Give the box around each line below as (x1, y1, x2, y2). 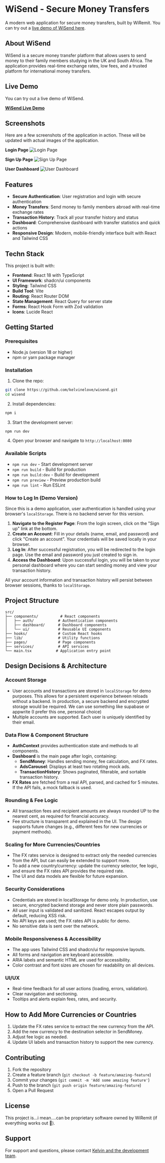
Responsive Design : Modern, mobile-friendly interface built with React (12, 230, 157, 236)
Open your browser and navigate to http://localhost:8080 (12, 437, 132, 444)
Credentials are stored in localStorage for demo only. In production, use (12, 897, 158, 902)
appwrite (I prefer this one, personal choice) (12, 708, 102, 715)
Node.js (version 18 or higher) (12, 349, 73, 355)
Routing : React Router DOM (12, 293, 69, 299)
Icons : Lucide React (12, 309, 53, 315)
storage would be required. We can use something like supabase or (12, 703, 150, 709)
